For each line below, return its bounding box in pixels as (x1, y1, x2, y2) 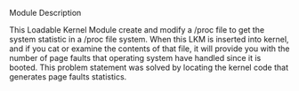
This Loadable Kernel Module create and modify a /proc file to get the (9, 25, 265, 34)
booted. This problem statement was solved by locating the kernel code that (9, 62, 289, 72)
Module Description (9, 8, 82, 18)
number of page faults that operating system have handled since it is (9, 53, 262, 63)
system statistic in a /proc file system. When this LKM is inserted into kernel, (9, 34, 289, 44)
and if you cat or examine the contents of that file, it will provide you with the (9, 43, 290, 54)
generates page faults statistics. (9, 72, 127, 82)
